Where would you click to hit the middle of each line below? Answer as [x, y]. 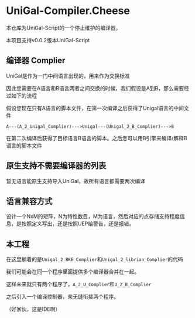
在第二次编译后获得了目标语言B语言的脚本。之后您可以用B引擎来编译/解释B [97, 138]
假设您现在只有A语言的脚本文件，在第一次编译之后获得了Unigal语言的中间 [95, 108]
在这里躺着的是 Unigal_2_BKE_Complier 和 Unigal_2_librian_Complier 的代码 [95, 259]
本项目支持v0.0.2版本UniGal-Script [48, 40]
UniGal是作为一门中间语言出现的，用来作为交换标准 [68, 76]
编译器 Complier [36, 61]
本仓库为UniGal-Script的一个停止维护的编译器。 [64, 28]
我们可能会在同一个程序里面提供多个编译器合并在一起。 [73, 272]
